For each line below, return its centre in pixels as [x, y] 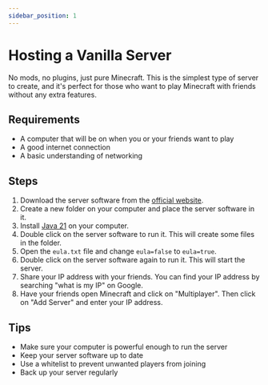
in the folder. [41, 243]
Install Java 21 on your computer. [74, 226]
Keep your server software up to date [82, 355]
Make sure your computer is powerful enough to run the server [124, 347]
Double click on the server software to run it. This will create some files [137, 235]
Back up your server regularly [69, 372]
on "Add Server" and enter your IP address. [91, 303]
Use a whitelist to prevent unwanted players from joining [113, 364]
